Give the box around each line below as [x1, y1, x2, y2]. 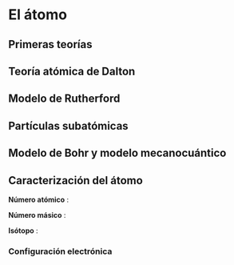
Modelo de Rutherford [8, 92, 121, 106]
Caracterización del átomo [8, 174, 144, 187]
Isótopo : [8, 226, 38, 235]
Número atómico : [8, 195, 69, 204]
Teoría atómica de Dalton [8, 64, 136, 78]
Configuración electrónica [8, 246, 113, 257]
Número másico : [8, 210, 66, 219]
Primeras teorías [8, 38, 93, 51]
